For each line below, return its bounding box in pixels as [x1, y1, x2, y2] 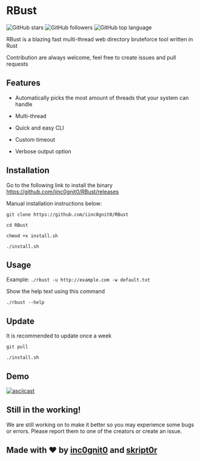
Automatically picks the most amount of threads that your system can [15, 94, 189, 101]
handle [15, 100, 33, 108]
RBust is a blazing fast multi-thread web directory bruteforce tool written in [6, 35, 193, 43]
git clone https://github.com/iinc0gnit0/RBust [6, 211, 129, 218]
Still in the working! [6, 405, 81, 415]
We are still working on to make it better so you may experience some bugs [6, 421, 195, 428]
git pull [6, 344, 28, 350]
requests [6, 60, 28, 68]
